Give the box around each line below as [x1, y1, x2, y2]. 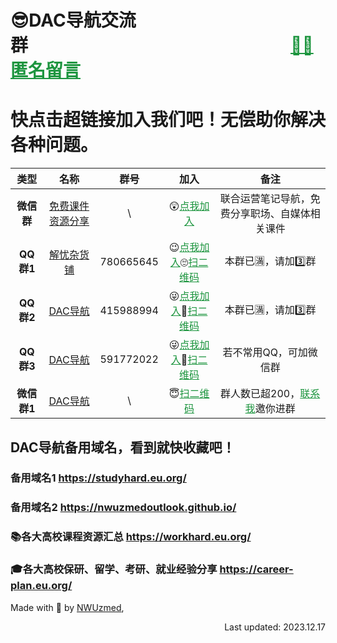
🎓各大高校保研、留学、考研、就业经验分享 [10, 562, 218, 576]
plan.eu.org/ [10, 579, 73, 593]
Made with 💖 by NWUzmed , [10, 601, 125, 613]
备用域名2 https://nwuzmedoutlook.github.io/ [10, 501, 237, 515]
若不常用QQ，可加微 [222, 346, 318, 360]
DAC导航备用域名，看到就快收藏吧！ [10, 439, 236, 456]
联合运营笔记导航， [219, 192, 311, 206]
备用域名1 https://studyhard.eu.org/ [10, 471, 187, 485]
